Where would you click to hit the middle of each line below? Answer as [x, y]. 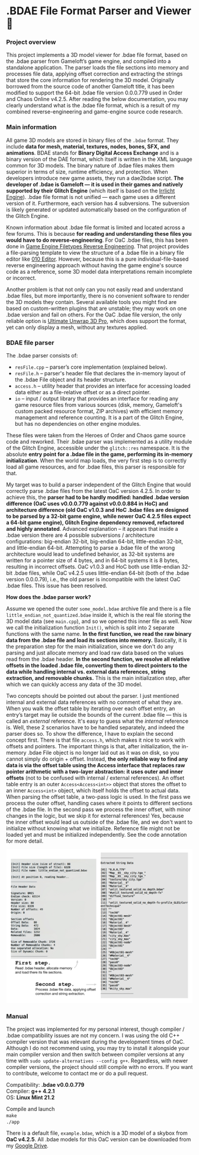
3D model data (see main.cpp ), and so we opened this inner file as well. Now [99, 621]
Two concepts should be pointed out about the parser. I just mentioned [93, 696]
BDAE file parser [30, 343]
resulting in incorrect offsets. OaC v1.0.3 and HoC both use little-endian [93, 567]
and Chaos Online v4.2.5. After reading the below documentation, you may [97, 99]
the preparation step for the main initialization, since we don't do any [90, 647]
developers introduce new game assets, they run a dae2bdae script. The [95, 178]
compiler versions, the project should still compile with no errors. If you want [99, 1067]
